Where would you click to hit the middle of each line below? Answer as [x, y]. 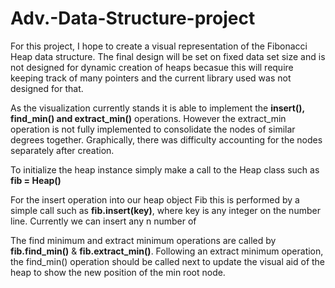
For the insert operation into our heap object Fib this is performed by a [155, 199]
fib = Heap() [36, 180]
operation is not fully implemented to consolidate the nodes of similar [153, 129]
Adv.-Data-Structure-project [133, 18]
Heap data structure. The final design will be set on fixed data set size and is [168, 56]
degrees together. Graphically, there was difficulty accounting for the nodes [166, 139]
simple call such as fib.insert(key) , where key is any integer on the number [165, 210]
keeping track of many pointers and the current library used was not [151, 78]
